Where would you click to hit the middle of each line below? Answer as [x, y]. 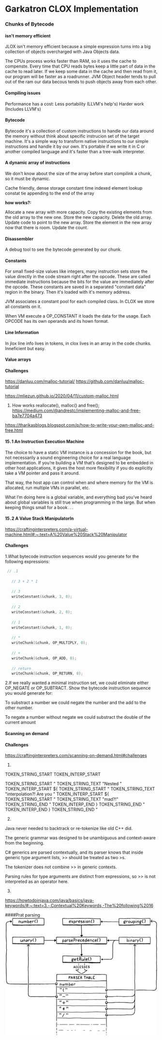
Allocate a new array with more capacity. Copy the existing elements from [79, 212]
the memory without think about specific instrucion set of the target [72, 136]
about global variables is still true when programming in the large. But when [80, 502]
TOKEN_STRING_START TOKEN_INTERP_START [53, 775]
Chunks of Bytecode [29, 24]
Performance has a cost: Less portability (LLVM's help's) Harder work [74, 104]
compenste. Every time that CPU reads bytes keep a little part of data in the [80, 66]
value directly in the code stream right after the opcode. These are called [78, 277]
